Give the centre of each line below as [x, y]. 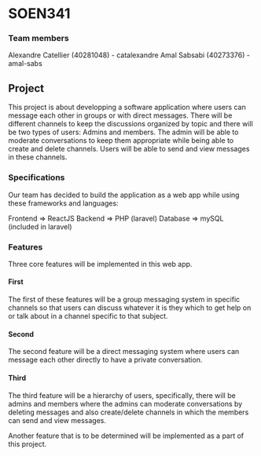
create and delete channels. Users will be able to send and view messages [129, 149]
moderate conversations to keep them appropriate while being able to [121, 140]
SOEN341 [39, 14]
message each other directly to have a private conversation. [105, 360]
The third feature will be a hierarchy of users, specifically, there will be [122, 395]
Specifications [37, 177]
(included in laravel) [40, 226]
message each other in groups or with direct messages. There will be [120, 115]
